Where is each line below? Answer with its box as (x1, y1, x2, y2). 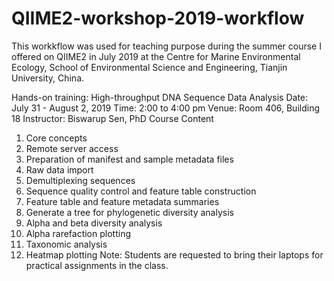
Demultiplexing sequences (25, 174, 136, 186)
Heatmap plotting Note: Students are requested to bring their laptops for (25, 248, 324, 261)
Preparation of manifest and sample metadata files (25, 153, 234, 165)
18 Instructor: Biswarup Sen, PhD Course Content (11, 112, 214, 124)
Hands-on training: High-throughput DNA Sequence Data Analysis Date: (11, 91, 309, 103)
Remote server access (25, 142, 119, 154)
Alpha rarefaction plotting (25, 227, 131, 239)
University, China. (11, 72, 85, 84)
